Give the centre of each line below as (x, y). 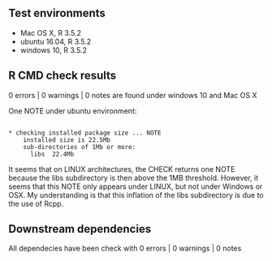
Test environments (57, 13)
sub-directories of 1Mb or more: (80, 147)
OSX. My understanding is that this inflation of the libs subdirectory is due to (136, 195)
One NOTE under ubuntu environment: (73, 111)
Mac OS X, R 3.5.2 (51, 32)
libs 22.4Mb (52, 154)
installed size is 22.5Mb (67, 140)
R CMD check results (63, 76)
